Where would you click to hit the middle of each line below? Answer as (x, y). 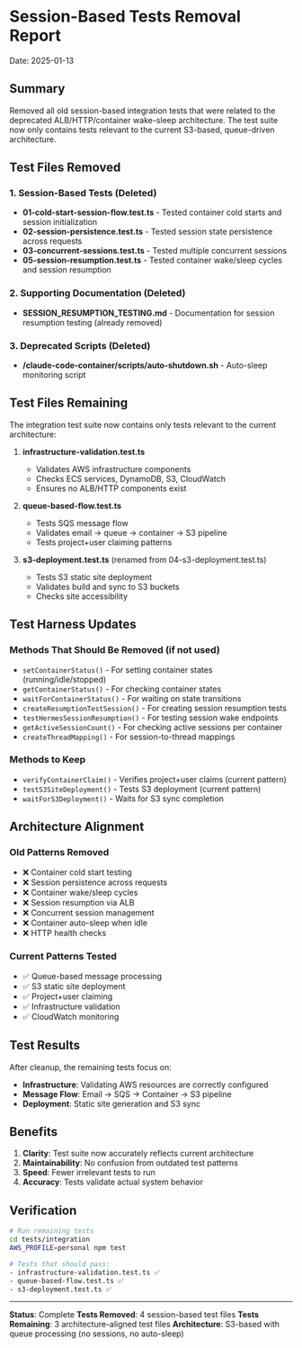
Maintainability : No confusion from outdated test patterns (130, 1163)
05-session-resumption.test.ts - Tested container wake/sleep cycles (152, 260)
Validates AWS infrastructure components (113, 469)
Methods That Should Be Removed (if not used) (115, 650)
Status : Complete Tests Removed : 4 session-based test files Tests (134, 1315)
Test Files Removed (65, 168)
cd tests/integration (50, 1240)
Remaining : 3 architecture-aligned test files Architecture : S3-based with (145, 1325)
